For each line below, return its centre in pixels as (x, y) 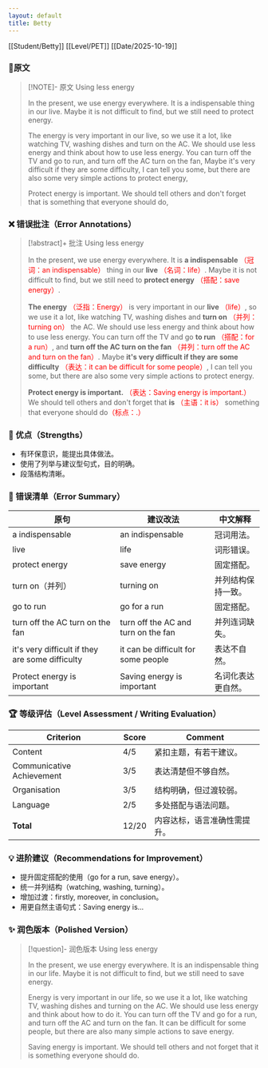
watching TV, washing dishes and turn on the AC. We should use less (142, 144)
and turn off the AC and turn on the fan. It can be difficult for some (137, 1022)
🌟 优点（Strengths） (48, 435)
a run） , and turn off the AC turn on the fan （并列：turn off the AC (139, 347)
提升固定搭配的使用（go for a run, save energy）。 (101, 877)
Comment (205, 737)
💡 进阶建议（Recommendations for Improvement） (108, 858)
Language (31, 804)
